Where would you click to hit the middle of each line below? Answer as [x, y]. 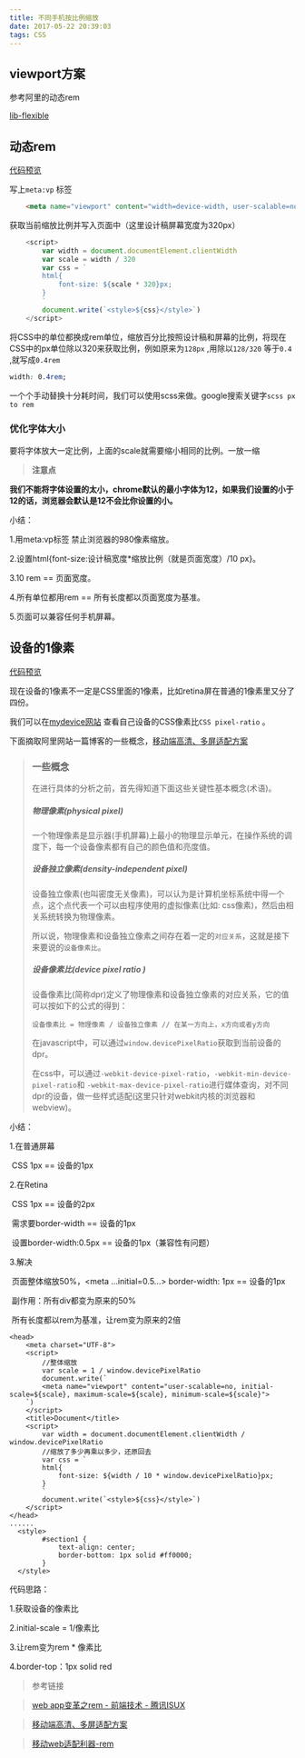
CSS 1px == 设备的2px [53, 1204]
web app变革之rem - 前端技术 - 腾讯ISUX [108, 1704]
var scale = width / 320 [89, 259]
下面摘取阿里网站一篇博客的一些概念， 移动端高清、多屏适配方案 [128, 741]
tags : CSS [28, 35]
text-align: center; [97, 1547]
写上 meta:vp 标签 [41, 189]
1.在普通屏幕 [32, 1145]
